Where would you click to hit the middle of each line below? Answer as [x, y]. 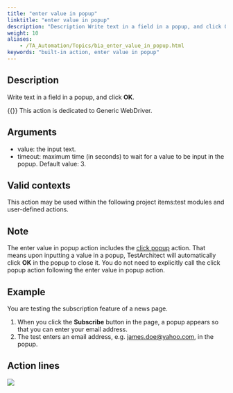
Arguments [32, 132]
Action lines [34, 366]
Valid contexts [39, 185]
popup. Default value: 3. [52, 164]
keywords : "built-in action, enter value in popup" [83, 53]
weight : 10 [23, 33]
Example [26, 292]
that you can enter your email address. [72, 329]
